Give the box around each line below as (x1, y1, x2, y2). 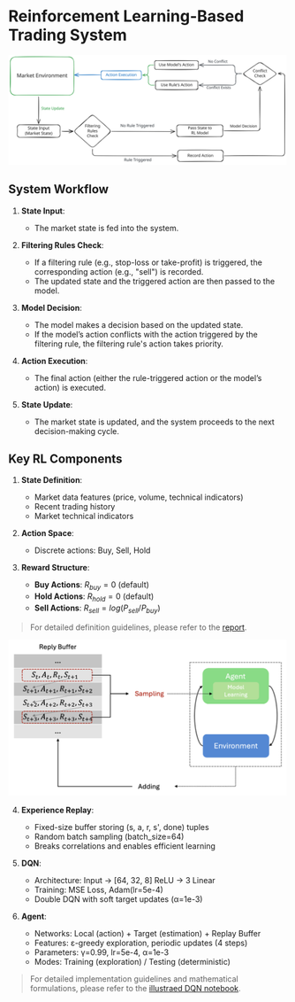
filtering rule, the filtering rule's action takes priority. (34, 338, 224, 349)
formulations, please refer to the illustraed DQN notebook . (29, 983, 241, 993)
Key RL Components (8, 452, 123, 466)
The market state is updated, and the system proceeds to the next (34, 416, 275, 427)
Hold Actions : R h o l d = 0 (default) (34, 591, 155, 604)
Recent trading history (34, 501, 116, 512)
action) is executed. (34, 382, 107, 392)
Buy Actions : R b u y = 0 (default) (34, 579, 149, 593)
